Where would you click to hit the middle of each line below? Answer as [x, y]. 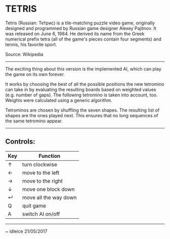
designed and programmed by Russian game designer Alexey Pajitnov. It [81, 28]
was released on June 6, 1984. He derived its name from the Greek [75, 33]
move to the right [42, 181]
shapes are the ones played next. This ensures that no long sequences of [82, 115]
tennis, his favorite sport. [31, 44]
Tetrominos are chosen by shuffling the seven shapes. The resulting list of [82, 110]
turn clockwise [39, 164]
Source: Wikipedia [24, 54]
